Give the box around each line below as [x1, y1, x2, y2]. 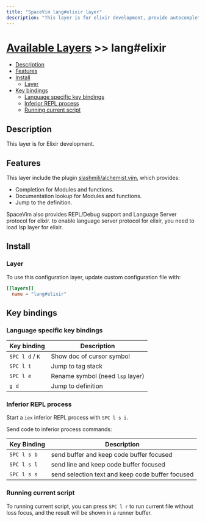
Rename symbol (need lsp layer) [51, 372, 145, 381]
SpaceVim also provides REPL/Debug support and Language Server [6, 211, 177, 218]
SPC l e [9, 373, 32, 380]
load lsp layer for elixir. [6, 224, 63, 231]
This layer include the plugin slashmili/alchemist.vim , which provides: [6, 174, 180, 182]
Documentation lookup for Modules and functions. [15, 193, 142, 200]
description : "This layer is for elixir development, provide [6, 15, 168, 21]
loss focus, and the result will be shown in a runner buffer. [6, 509, 153, 516]
